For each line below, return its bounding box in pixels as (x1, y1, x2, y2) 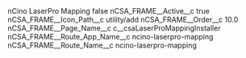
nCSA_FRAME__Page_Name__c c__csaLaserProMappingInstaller (7, 23, 221, 33)
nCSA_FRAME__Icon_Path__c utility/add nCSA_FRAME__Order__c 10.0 (7, 14, 239, 24)
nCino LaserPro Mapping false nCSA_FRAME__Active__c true (7, 6, 211, 15)
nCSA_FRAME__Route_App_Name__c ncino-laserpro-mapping (7, 32, 214, 41)
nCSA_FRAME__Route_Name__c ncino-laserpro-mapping (7, 40, 197, 50)
